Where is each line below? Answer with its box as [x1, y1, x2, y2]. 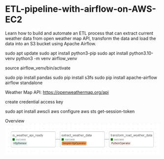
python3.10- [129, 50, 154, 56]
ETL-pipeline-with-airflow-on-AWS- [5, 3, 156, 15]
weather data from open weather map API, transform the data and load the [5, 35, 156, 41]
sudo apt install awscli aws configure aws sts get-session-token [5, 108, 135, 114]
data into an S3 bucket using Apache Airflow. [5, 40, 97, 46]
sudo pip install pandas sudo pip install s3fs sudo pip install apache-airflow [5, 74, 158, 80]
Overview [5, 118, 25, 124]
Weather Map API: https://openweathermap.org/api [5, 89, 109, 95]
